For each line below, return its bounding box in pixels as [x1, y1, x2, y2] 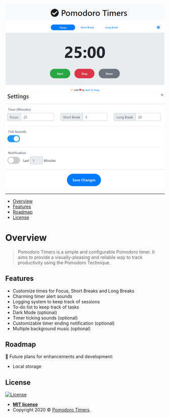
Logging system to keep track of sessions [12, 298, 100, 304]
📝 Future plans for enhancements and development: [5, 354, 113, 360]
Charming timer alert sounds [12, 293, 72, 299]
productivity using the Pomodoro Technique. [17, 259, 111, 265]
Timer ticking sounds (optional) [12, 315, 78, 321]
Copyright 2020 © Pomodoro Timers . [12, 407, 91, 413]
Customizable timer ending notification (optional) [12, 320, 115, 326]
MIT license [12, 401, 38, 407]
